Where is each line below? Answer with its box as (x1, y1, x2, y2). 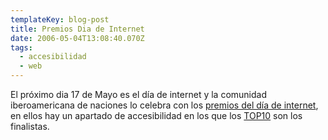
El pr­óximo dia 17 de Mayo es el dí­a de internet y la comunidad (10, 89, 267, 100)
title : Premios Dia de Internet (10, 24, 145, 34)
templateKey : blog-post (10, 14, 110, 25)
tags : (10, 42, 33, 53)
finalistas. (10, 121, 50, 132)
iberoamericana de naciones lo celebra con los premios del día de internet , (10, 99, 319, 111)
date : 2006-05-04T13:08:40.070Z (10, 33, 145, 43)
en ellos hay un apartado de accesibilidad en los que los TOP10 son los (10, 110, 303, 121)
